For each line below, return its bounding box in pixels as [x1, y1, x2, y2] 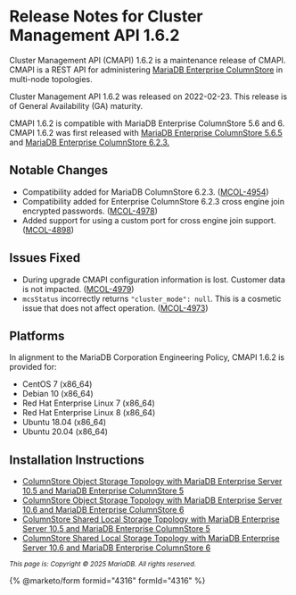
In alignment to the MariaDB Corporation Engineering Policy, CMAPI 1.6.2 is [9, 352, 285, 363]
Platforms [9, 328, 65, 343]
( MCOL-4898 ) [21, 224, 74, 235]
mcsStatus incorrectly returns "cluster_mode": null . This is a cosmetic [21, 293, 282, 304]
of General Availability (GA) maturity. [9, 100, 144, 111]
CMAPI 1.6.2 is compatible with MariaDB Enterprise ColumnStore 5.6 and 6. [9, 118, 285, 129]
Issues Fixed [9, 250, 81, 265]
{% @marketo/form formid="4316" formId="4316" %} [9, 575, 206, 586]
